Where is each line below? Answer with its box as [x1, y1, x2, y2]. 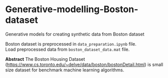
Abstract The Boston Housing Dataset [5, 56, 85, 62]
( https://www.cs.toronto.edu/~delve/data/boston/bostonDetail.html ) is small [5, 61, 163, 67]
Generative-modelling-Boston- [5, 4, 139, 15]
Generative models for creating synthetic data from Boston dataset [5, 31, 145, 37]
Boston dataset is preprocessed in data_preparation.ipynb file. [5, 41, 137, 47]
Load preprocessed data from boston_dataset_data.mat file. [5, 46, 130, 52]
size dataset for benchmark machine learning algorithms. [5, 67, 124, 73]
